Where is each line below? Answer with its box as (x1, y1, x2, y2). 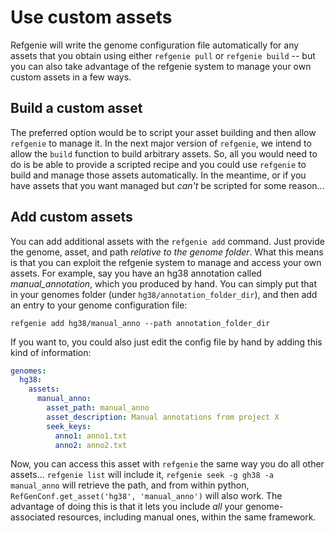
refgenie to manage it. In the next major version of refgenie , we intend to (10, 137, 312, 149)
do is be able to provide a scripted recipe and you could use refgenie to (10, 158, 307, 170)
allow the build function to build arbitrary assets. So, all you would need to (10, 147, 318, 160)
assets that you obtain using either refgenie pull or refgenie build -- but (10, 49, 316, 61)
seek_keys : (46, 421, 92, 431)
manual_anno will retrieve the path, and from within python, (10, 479, 250, 491)
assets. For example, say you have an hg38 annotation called (10, 267, 262, 279)
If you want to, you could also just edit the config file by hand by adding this (10, 336, 323, 348)
